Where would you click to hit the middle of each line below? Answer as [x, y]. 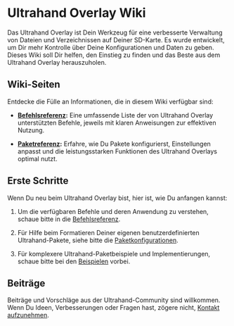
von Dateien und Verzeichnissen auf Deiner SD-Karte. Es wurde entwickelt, [116, 39]
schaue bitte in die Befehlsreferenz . [69, 219]
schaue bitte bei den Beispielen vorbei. [74, 261]
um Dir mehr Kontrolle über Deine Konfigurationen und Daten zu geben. [111, 47]
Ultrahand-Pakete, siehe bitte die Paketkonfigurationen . [98, 240]
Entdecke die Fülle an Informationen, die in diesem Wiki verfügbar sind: [110, 101]
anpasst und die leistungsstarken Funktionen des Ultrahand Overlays [117, 151]
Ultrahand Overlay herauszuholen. [57, 62]
